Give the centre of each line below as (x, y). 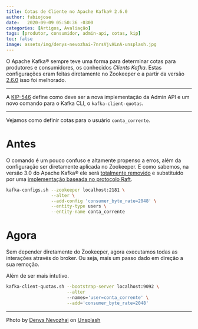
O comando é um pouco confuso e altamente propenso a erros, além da (94, 160)
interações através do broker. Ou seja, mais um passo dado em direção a (95, 258)
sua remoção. (23, 264)
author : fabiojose (29, 17)
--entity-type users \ (79, 206)
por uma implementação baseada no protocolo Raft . (69, 179)
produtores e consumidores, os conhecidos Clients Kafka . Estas (84, 67)
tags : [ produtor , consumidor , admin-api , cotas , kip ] (74, 34)
